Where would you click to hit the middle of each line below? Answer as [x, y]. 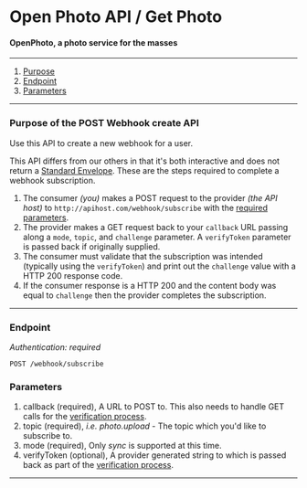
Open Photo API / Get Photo [116, 17]
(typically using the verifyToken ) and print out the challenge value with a [159, 266]
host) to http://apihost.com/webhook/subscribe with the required [145, 207]
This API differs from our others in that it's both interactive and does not [145, 161]
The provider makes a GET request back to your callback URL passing [155, 227]
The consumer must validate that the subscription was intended [143, 256]
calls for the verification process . [85, 417]
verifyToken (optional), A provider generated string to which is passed [154, 455]
